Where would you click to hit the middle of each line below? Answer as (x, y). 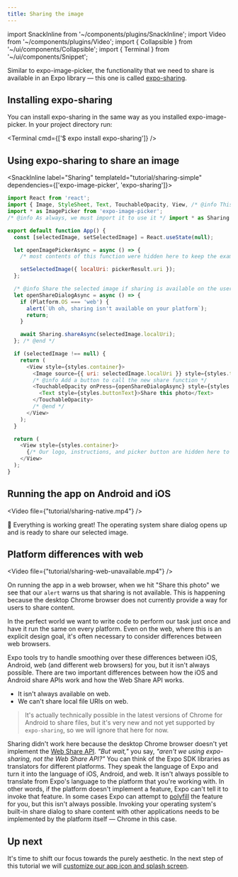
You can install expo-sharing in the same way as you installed (97, 117)
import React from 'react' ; (49, 198)
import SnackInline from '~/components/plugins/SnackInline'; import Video (117, 34)
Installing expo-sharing (60, 100)
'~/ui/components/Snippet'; (48, 57)
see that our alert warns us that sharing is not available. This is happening (116, 592)
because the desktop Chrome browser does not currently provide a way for (118, 600)
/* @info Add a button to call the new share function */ (120, 380)
